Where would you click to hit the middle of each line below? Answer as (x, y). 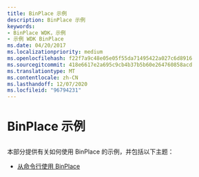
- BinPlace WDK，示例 (36, 33)
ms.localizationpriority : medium (55, 52)
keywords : (21, 26)
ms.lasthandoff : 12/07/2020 (48, 84)
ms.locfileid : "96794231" (44, 90)
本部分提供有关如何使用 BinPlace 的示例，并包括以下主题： (91, 152)
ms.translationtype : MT (41, 71)
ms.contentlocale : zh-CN (43, 77)
